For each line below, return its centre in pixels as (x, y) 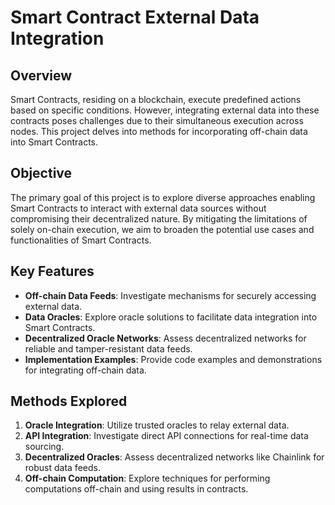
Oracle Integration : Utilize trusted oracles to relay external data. (157, 425)
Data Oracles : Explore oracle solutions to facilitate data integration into (171, 317)
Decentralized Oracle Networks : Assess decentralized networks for (165, 338)
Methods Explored (69, 401)
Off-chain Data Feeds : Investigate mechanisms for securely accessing (170, 295)
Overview (41, 75)
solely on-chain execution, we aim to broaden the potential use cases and (162, 229)
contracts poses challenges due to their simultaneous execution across (157, 120)
